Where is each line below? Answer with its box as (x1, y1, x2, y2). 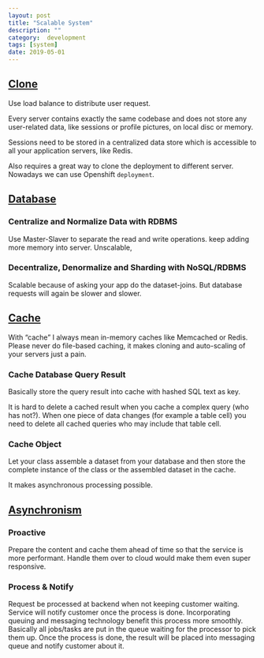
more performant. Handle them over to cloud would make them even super (8, 553, 251, 562)
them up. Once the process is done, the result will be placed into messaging (8, 633, 255, 642)
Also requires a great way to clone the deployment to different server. (8, 161, 234, 171)
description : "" (8, 26, 61, 34)
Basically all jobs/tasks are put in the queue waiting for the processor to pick (8, 625, 256, 634)
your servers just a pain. (8, 349, 87, 359)
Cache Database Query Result (8, 369, 126, 380)
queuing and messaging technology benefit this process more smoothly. (8, 616, 244, 626)
